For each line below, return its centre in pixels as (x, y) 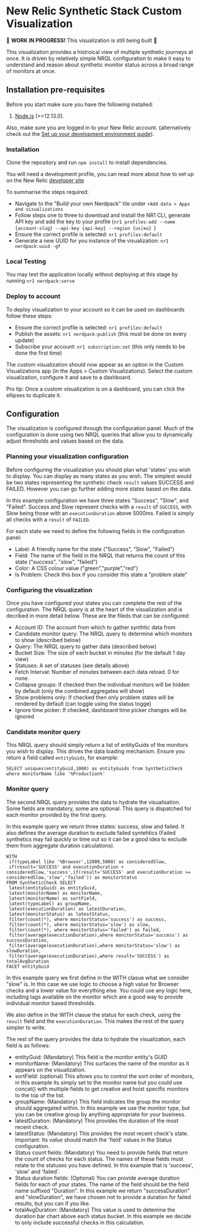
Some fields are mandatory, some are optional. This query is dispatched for (99, 808)
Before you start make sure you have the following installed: (80, 104)
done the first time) (39, 353)
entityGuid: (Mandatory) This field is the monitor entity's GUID (91, 1057)
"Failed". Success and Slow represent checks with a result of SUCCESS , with (99, 507)
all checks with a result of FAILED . (48, 519)
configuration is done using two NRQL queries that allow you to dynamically (99, 435)
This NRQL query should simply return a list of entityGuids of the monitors (97, 745)
